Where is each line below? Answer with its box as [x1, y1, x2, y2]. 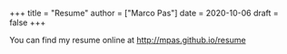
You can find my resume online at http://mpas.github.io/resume [9, 35, 247, 45]
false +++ [9, 17, 46, 28]
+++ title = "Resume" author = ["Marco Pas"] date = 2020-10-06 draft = [9, 8, 279, 18]
